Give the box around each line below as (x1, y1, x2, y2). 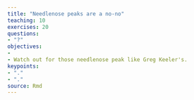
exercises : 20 (7, 23, 49, 30)
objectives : (7, 43, 42, 50)
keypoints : (7, 63, 40, 70)
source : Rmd (7, 82, 42, 89)
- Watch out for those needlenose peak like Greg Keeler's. (7, 56, 188, 63)
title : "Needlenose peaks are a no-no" (7, 10, 125, 18)
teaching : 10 (7, 17, 46, 24)
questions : (7, 30, 40, 37)
